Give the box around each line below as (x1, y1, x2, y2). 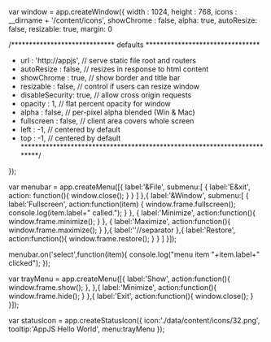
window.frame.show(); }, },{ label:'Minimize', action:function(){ (8, 283, 217, 292)
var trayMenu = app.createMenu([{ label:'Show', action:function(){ (8, 274, 230, 284)
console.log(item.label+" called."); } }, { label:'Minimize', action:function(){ (8, 208, 256, 218)
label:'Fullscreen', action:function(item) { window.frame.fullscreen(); (8, 199, 236, 209)
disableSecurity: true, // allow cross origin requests (20, 90, 192, 100)
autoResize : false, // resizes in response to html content (20, 64, 209, 74)
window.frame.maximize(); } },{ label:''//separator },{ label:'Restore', (8, 225, 236, 235)
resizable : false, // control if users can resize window (20, 81, 200, 91)
